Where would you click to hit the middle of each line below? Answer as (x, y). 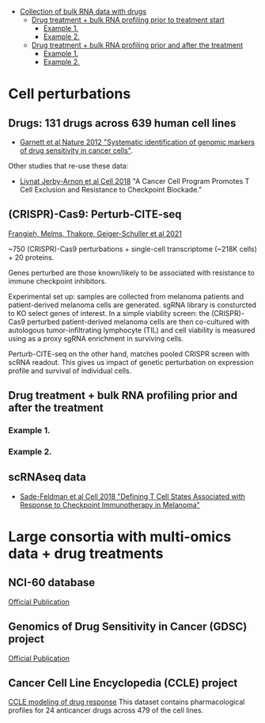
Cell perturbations (70, 94)
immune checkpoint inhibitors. (57, 281)
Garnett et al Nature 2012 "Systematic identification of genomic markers (137, 142)
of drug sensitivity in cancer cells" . (76, 150)
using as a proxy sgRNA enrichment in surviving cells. (96, 338)
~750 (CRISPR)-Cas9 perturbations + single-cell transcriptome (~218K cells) (132, 249)
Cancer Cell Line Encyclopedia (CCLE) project (123, 683)
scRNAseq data (47, 477)
